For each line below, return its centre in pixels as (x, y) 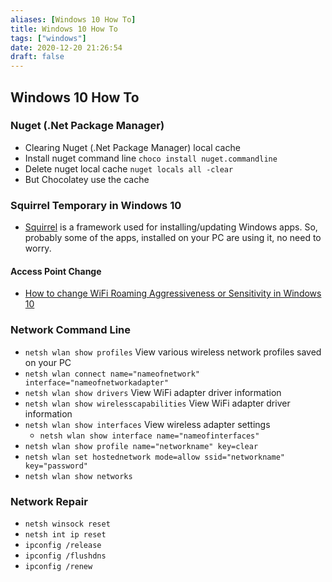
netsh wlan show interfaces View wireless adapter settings (147, 424)
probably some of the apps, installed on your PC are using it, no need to (173, 238)
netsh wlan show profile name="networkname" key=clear (141, 446)
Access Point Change (56, 271)
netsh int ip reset (65, 534)
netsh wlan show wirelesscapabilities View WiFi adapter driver (157, 403)
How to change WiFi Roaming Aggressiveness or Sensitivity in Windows (173, 293)
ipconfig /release (63, 545)
